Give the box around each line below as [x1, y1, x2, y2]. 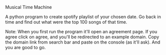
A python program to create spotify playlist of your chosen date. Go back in [5, 14, 161, 19]
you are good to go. [5, 45, 46, 50]
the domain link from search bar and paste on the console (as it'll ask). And [5, 39, 160, 45]
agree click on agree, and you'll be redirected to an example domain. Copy [5, 34, 159, 40]
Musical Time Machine [5, 4, 52, 10]
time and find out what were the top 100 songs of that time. [5, 19, 127, 25]
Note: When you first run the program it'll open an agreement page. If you [5, 29, 157, 34]
